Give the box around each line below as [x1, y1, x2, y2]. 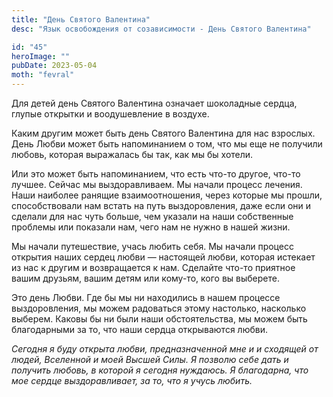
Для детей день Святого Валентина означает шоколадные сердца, [11, 97, 298, 109]
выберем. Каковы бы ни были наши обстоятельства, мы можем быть [11, 313, 308, 325]
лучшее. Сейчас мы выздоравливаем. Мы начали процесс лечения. [11, 179, 303, 190]
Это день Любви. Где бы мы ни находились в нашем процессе [11, 292, 281, 303]
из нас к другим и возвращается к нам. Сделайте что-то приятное [11, 262, 296, 273]
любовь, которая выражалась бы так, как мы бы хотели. [11, 149, 254, 160]
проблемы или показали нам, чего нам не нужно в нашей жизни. [11, 221, 291, 233]
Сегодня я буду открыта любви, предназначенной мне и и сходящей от [11, 343, 319, 355]
